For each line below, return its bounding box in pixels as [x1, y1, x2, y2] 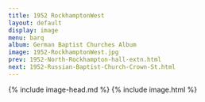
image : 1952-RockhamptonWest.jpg [8, 48, 119, 56]
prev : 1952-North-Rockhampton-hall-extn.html [8, 56, 161, 64]
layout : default [8, 19, 62, 27]
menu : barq [8, 33, 44, 42]
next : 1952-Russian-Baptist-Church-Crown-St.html [8, 63, 176, 71]
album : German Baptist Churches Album [8, 41, 137, 49]
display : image [8, 26, 59, 34]
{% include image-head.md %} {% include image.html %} [8, 85, 197, 94]
